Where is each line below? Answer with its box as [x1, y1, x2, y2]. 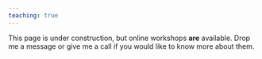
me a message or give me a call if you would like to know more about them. [8, 41, 255, 51]
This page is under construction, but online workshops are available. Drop [8, 33, 251, 42]
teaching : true [8, 11, 59, 20]
